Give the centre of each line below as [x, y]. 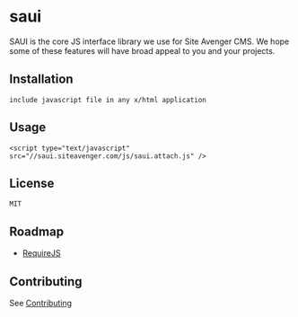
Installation [41, 79]
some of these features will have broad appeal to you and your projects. [142, 50]
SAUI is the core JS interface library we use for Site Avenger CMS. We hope [149, 41]
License [32, 183]
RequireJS [41, 253]
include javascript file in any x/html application [108, 100]
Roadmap [37, 231]
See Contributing [41, 303]
